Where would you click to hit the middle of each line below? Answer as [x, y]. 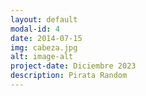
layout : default [44, 19]
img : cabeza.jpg [44, 47]
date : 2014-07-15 [46, 38]
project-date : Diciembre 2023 [73, 66]
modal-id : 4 [35, 29]
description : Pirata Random [69, 76]
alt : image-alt [42, 57]
